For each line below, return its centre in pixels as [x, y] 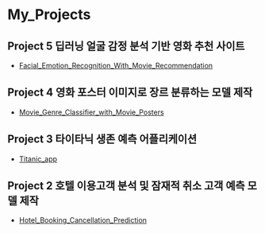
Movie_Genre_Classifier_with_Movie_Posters [91, 112]
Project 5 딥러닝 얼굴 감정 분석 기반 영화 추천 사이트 [126, 46]
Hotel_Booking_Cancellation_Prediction [83, 220]
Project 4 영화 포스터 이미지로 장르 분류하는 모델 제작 [130, 93]
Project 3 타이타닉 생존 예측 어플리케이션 [102, 140]
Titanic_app [38, 159]
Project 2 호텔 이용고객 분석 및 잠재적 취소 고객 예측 [126, 186]
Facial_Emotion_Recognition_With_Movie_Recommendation [116, 66]
